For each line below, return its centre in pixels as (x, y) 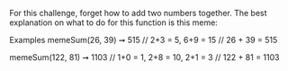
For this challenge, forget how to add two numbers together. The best (138, 13)
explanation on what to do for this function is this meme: (113, 22)
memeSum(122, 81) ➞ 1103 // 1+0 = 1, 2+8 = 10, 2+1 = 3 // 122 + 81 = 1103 (144, 57)
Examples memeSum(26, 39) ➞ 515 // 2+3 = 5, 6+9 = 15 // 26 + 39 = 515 (144, 40)
